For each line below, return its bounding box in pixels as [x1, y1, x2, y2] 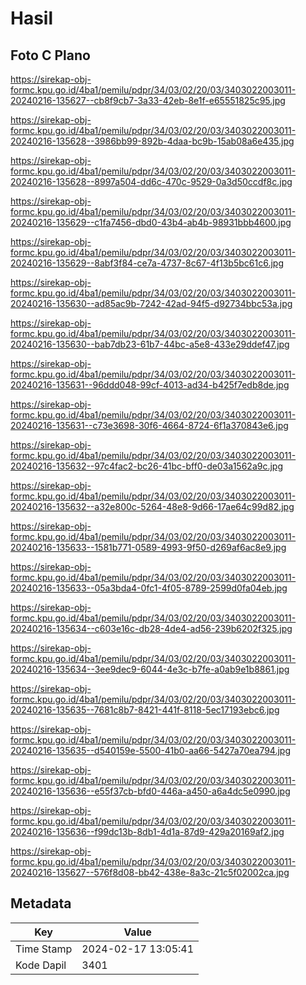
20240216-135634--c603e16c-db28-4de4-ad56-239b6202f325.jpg [10, 623, 293, 634]
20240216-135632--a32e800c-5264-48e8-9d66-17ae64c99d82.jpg [10, 501, 295, 512]
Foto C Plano [10, 47, 91, 64]
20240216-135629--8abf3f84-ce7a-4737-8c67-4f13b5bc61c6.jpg [10, 257, 284, 269]
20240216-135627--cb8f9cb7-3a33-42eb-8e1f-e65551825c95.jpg [10, 95, 286, 106]
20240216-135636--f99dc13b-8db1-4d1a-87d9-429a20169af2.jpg [10, 826, 285, 837]
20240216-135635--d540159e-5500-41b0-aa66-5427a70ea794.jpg [10, 745, 292, 756]
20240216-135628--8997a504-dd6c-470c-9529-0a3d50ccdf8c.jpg [10, 176, 293, 187]
